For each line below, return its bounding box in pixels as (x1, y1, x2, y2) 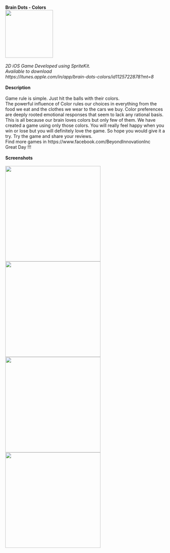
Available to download (5, 68, 52, 74)
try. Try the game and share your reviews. (5, 133, 93, 139)
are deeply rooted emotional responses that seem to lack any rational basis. (5, 112, 164, 118)
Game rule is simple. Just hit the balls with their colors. (5, 95, 120, 101)
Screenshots (5, 155, 33, 161)
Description (5, 85, 31, 91)
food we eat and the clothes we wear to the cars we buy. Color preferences (5, 106, 163, 112)
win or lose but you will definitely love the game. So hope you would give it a (5, 128, 165, 134)
